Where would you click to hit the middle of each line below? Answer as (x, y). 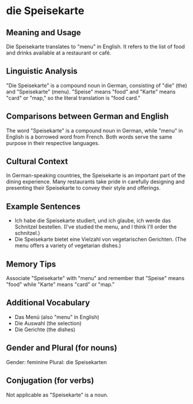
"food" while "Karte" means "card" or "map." (60, 285)
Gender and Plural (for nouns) (62, 348)
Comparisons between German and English (87, 117)
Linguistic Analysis (42, 71)
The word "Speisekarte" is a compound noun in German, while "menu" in (95, 130)
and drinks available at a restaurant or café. (59, 53)
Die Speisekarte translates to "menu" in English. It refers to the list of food (96, 46)
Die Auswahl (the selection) (48, 323)
